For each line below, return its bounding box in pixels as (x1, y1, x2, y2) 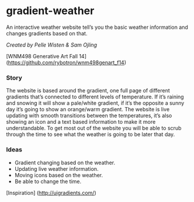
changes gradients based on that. (6, 29, 88, 37)
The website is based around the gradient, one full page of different (6, 87, 170, 94)
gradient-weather (6, 4, 95, 18)
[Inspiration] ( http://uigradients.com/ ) (6, 189, 97, 196)
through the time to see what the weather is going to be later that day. (6, 131, 175, 138)
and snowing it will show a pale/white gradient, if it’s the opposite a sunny (6, 100, 185, 107)
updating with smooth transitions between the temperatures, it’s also (6, 112, 172, 119)
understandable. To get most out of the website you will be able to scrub (6, 125, 182, 132)
